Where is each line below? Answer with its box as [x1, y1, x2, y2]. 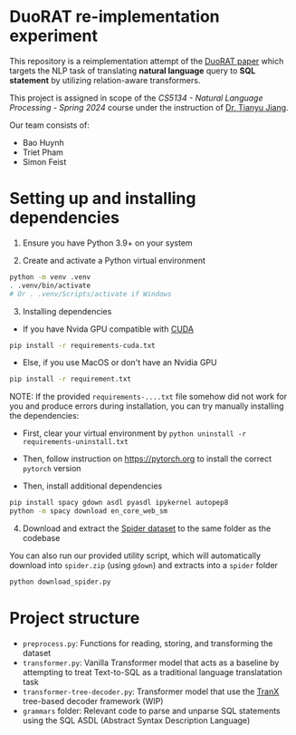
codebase [22, 533, 61, 543]
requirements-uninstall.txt [22, 438, 129, 447]
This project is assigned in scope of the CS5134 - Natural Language [9, 92, 264, 103]
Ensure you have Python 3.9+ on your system [22, 237, 193, 248]
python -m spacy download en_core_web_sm [9, 507, 168, 516]
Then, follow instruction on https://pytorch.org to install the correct [22, 453, 272, 464]
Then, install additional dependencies [22, 480, 163, 491]
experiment [9, 25, 98, 46]
